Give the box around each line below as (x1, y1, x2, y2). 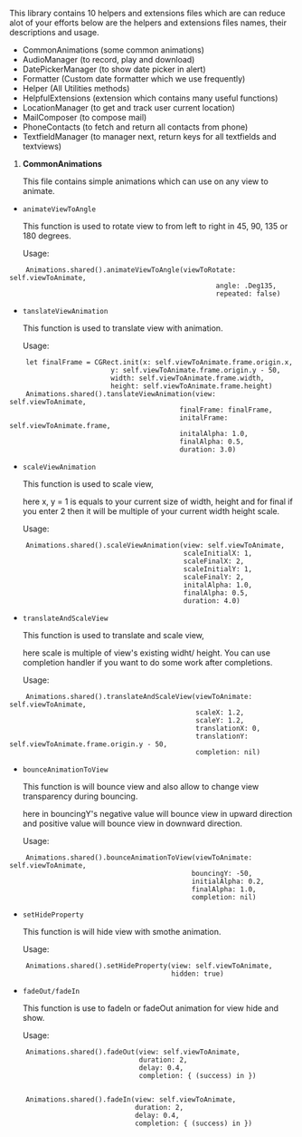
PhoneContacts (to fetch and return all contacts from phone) (22, 121, 249, 132)
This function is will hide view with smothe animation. (22, 927, 222, 937)
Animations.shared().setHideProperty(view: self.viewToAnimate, (25, 961, 273, 970)
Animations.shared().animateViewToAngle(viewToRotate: (25, 266, 237, 275)
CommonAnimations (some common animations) (22, 44, 205, 55)
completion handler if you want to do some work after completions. (22, 657, 273, 667)
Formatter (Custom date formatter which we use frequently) (22, 73, 246, 84)
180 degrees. (22, 230, 72, 241)
